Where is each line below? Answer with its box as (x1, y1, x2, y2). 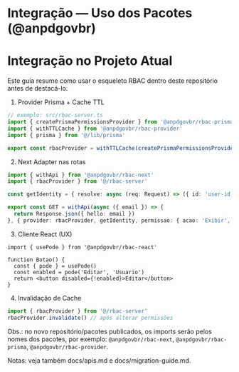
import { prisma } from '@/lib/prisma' (7, 131, 126, 139)
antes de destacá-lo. (7, 84, 68, 93)
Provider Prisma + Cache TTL (17, 98, 105, 106)
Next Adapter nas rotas (17, 157, 86, 166)
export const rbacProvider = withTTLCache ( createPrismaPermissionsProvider (7, 144, 237, 151)
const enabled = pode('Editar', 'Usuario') (14, 268, 144, 276)
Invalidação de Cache (17, 293, 82, 302)
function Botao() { (7, 256, 65, 263)
